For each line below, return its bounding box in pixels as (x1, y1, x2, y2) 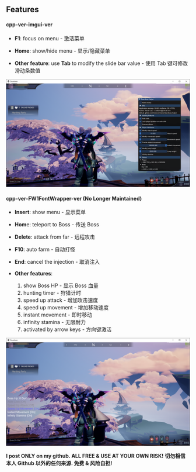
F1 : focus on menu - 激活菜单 (14, 35, 85, 42)
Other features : (14, 270, 53, 277)
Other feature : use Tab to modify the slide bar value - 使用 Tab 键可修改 (14, 60, 188, 67)
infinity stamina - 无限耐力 (23, 319, 86, 326)
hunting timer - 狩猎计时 (23, 290, 82, 297)
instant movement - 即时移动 (23, 311, 92, 318)
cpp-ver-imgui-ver (6, 20, 53, 28)
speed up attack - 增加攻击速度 (23, 297, 99, 304)
